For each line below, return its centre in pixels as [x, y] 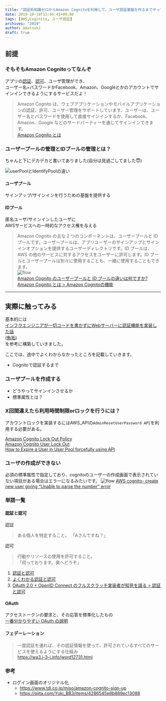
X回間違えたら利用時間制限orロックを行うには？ [63, 411]
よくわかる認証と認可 [34, 579]
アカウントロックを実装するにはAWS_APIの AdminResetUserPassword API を [80, 422]
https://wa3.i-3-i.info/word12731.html [55, 657]
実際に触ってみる [31, 306]
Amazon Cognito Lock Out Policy [39, 439]
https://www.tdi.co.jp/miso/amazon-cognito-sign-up [73, 688]
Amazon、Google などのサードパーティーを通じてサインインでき [83, 122]
